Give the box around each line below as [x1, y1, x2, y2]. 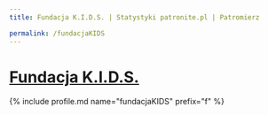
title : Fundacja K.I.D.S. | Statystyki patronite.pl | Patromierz [9, 12, 260, 22]
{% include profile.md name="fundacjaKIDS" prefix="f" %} [9, 96, 225, 107]
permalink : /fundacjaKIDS [9, 28, 105, 38]
